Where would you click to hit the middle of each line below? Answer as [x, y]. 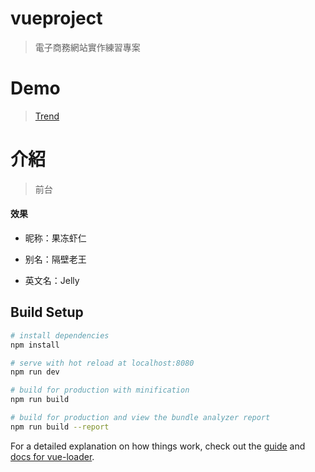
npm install [35, 345]
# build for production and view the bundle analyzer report [140, 418]
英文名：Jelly [52, 281]
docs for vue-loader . [52, 456]
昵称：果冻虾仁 [55, 238]
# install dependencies [60, 335]
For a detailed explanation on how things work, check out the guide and [158, 446]
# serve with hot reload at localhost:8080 [102, 363]
